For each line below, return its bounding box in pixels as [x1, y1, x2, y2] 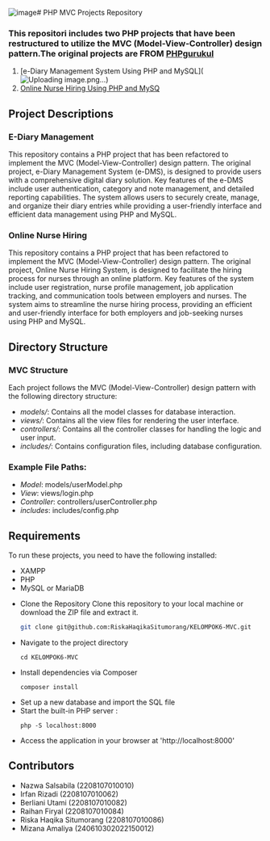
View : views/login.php [19, 489, 94, 498]
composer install [19, 683, 79, 691]
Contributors [8, 759, 75, 773]
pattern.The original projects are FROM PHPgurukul [8, 48, 214, 59]
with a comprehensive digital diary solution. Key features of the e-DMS [8, 175, 243, 185]
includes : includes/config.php [19, 506, 119, 515]
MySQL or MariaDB [19, 583, 85, 593]
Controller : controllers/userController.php [19, 497, 157, 507]
